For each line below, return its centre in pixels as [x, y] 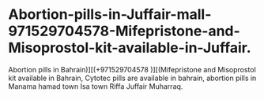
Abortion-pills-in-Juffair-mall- [110, 15]
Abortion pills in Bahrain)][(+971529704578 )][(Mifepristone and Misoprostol [132, 69]
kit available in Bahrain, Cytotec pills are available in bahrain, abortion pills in [132, 78]
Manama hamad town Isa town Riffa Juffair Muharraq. [96, 86]
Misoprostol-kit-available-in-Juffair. [130, 48]
